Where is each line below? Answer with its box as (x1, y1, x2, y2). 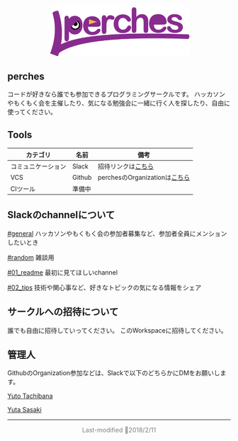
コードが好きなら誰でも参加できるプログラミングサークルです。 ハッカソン (7, 90, 225, 98)
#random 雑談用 (7, 253, 55, 261)
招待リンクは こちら (98, 162, 154, 171)
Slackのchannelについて (7, 209, 115, 221)
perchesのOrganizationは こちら (98, 173, 190, 182)
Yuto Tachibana (7, 391, 53, 401)
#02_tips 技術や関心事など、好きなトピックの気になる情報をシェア (7, 283, 202, 292)
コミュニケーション (10, 162, 67, 171)
